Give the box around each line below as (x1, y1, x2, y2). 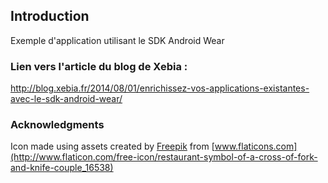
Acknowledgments (10, 118, 105, 132)
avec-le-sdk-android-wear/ (10, 93, 123, 105)
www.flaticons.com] (214, 140, 298, 153)
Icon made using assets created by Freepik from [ (10, 140, 215, 153)
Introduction (10, 8, 90, 25)
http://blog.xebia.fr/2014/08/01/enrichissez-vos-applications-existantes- (10, 82, 310, 94)
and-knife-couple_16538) (10, 162, 114, 174)
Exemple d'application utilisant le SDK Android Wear (10, 34, 225, 46)
